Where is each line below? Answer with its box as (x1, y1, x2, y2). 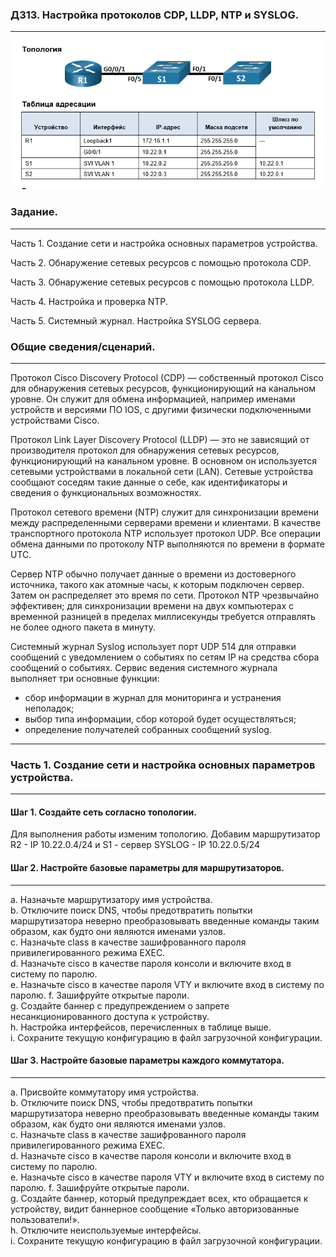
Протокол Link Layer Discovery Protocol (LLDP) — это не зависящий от (10, 433, 310, 445)
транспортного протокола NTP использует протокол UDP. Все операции (10, 527, 321, 539)
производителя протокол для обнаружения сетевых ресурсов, (10, 444, 280, 456)
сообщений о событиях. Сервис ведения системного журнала (10, 661, 278, 673)
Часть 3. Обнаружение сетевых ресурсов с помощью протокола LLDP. (10, 276, 315, 288)
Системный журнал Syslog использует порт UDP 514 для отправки (10, 640, 297, 652)
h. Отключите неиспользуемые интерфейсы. (10, 1224, 202, 1236)
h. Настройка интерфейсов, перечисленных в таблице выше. (10, 1021, 272, 1033)
